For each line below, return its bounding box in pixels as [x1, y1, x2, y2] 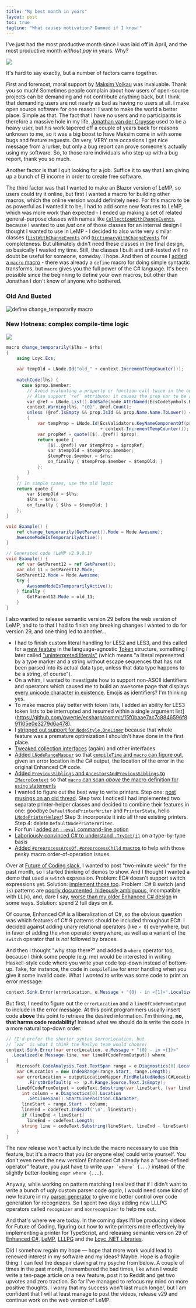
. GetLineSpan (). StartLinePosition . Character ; [27, 1096, 140, 1102]
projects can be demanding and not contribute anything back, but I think [6, 93, 180, 100]
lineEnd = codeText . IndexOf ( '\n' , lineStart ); [21, 1107, 137, 1113]
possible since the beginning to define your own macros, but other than [6, 272, 178, 279]
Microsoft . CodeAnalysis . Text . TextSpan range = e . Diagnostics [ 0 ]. [16, 1063, 179, 1069]
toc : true [6, 19, 30, 25]
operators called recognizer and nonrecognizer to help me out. [6, 1206, 156, 1213]
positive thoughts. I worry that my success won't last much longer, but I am [6, 1284, 187, 1291]
